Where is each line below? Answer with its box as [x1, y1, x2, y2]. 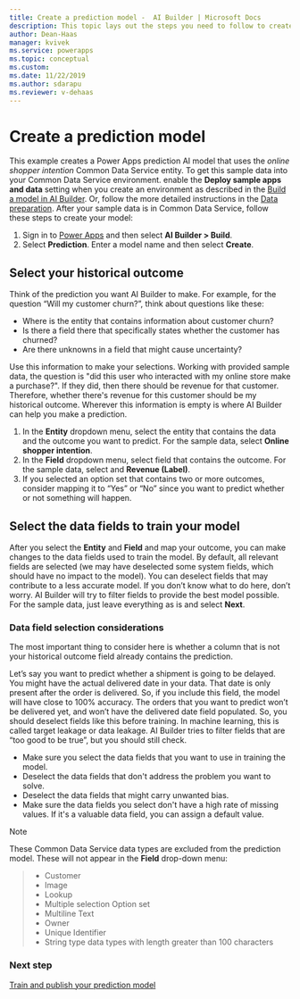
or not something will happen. [21, 493, 132, 504]
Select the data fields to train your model [9, 519, 241, 534]
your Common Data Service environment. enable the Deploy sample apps [9, 175, 282, 186]
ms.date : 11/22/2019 [9, 71, 87, 80]
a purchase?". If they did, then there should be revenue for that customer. [9, 380, 279, 391]
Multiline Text [44, 908, 95, 920]
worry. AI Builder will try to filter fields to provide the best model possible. [9, 590, 279, 601]
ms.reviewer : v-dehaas [9, 87, 94, 96]
